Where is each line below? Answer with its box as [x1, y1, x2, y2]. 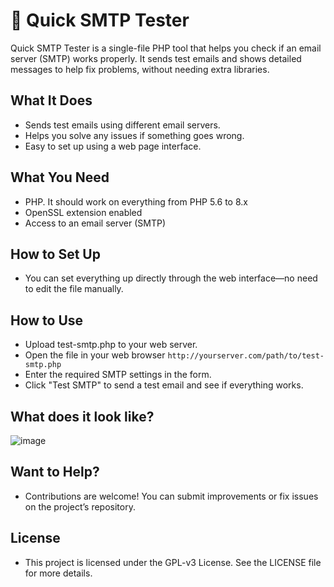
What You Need [10, 169, 110, 186]
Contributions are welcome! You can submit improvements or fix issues [24, 490, 319, 502]
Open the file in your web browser [24, 349, 166, 361]
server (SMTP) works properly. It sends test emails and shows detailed [10, 52, 302, 64]
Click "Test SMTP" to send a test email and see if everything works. [24, 379, 304, 391]
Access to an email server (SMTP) [24, 217, 167, 229]
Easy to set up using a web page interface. [24, 140, 202, 152]
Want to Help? [10, 464, 100, 481]
